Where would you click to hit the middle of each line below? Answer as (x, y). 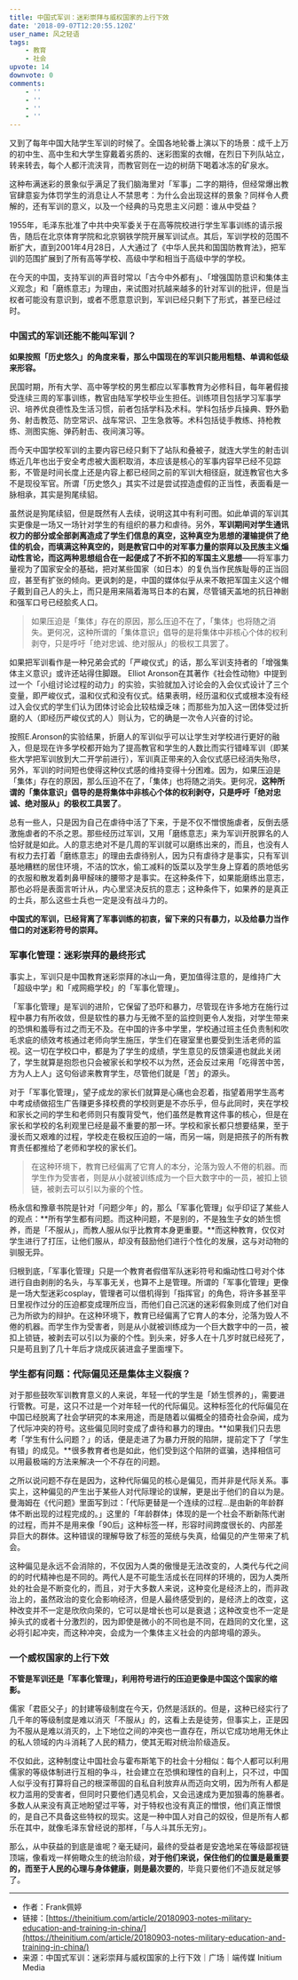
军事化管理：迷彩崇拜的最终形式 (78, 955)
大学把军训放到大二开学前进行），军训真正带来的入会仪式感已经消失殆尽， (151, 759)
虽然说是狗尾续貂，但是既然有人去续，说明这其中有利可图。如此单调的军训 (145, 514)
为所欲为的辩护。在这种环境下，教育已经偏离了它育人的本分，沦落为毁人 (149, 1315)
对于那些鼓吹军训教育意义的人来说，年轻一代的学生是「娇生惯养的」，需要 (143, 1395)
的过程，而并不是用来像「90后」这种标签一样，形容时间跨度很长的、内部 (142, 1525)
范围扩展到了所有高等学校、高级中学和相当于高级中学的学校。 (137, 259)
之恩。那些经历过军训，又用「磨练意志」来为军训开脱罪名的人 (176, 834)
